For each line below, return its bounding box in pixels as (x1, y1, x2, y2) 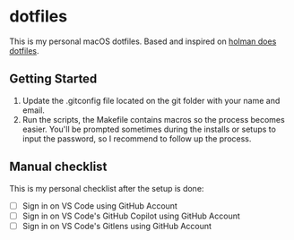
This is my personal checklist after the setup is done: (9, 183, 204, 193)
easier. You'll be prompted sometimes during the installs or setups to (22, 124, 276, 134)
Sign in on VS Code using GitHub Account (22, 200, 177, 211)
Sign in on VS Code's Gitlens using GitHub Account (22, 220, 212, 231)
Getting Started (9, 72, 98, 87)
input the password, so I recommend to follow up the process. (22, 133, 252, 144)
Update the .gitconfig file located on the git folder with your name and (22, 95, 281, 106)
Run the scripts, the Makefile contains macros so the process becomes (22, 114, 285, 124)
